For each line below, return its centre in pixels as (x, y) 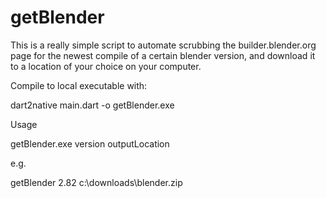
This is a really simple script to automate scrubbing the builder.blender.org (163, 45)
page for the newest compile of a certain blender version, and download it (163, 55)
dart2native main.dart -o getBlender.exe (92, 105)
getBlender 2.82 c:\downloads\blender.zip (96, 182)
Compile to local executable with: (79, 85)
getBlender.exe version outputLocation (90, 143)
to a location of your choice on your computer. (106, 66)
